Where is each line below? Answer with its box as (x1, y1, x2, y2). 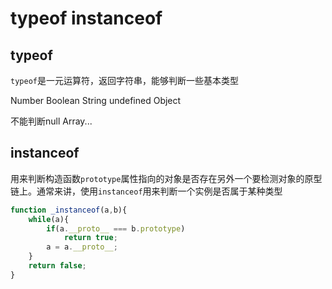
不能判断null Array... (10, 115, 93, 127)
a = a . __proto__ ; (46, 242, 118, 252)
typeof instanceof (10, 7, 163, 30)
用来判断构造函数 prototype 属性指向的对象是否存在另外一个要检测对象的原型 (10, 172, 323, 184)
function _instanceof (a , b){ (10, 205, 128, 215)
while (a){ (28, 214, 70, 224)
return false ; (28, 261, 87, 271)
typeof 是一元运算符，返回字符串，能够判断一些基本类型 (10, 75, 239, 86)
